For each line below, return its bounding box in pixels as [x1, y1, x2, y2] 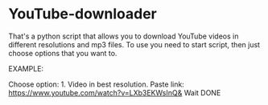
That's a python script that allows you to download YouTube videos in [8, 31, 239, 41]
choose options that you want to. [8, 48, 118, 58]
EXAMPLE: [8, 63, 44, 73]
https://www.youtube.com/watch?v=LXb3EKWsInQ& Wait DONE [8, 87, 221, 97]
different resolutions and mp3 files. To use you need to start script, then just [8, 39, 260, 49]
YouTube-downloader [8, 5, 157, 23]
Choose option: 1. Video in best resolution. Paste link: [8, 79, 185, 89]
